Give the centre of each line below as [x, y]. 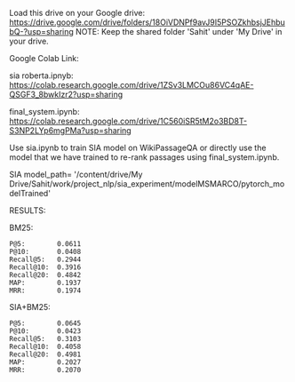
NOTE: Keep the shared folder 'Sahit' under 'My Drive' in [179, 32]
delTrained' [30, 193]
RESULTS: [28, 211]
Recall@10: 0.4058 [45, 346]
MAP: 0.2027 [45, 362]
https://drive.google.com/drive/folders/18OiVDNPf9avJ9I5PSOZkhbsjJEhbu [147, 22]
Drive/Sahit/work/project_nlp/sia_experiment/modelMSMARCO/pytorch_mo [147, 184]
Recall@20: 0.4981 [45, 354]
